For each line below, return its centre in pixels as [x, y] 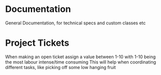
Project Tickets [37, 43]
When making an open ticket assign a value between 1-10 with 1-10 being [80, 57]
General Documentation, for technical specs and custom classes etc [75, 23]
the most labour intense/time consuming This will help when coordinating [81, 62]
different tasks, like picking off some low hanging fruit [60, 67]
